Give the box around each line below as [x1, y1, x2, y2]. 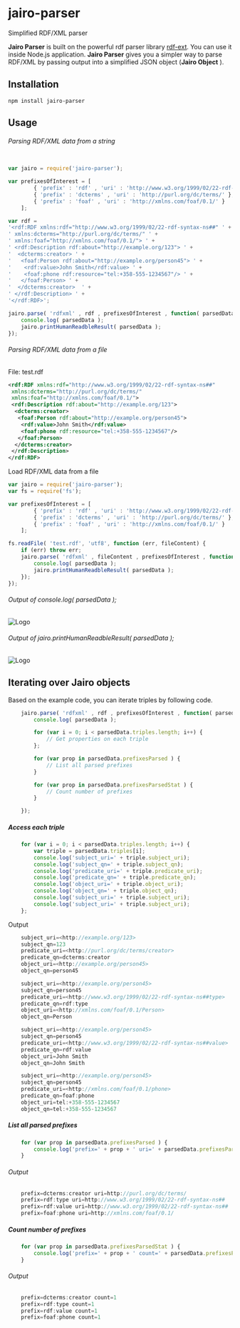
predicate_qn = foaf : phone [21, 1092, 95, 1099]
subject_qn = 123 [21, 941, 66, 948]
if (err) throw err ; [21, 546, 82, 554]
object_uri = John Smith [21, 1052, 88, 1060]
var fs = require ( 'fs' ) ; [8, 488, 82, 495]
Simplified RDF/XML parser [8, 29, 88, 37]
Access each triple [8, 823, 65, 832]
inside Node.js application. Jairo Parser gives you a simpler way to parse [8, 50, 223, 59]
